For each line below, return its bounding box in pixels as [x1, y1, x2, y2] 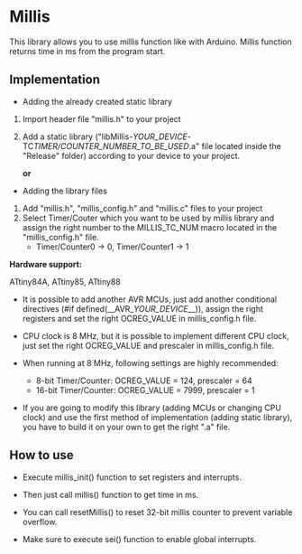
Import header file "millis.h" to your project [22, 113, 182, 124]
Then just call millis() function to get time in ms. [22, 489, 199, 500]
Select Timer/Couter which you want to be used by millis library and [22, 212, 275, 223]
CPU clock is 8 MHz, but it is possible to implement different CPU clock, [22, 330, 290, 341]
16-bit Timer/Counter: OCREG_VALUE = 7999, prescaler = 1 [35, 384, 255, 395]
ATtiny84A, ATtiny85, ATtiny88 [9, 276, 122, 286]
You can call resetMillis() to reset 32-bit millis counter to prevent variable [22, 506, 293, 517]
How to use [9, 447, 74, 463]
